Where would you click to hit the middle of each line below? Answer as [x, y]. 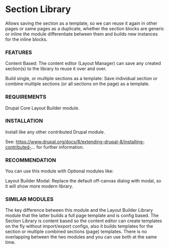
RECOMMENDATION [31, 160]
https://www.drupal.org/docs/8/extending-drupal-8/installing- [80, 142]
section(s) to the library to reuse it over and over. [56, 69]
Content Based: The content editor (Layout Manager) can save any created [83, 64]
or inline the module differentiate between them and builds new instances [81, 34]
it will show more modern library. [39, 186]
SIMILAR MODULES [30, 199]
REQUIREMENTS [26, 97]
